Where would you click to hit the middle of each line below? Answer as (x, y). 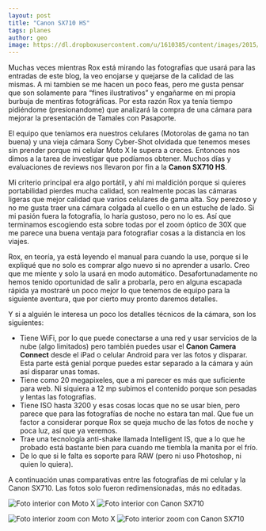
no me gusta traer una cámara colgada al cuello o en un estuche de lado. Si (131, 208)
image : (19, 45)
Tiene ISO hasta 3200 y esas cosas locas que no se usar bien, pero (129, 406)
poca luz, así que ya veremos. (68, 431)
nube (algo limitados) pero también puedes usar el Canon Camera (128, 346)
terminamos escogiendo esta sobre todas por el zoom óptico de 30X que (127, 225)
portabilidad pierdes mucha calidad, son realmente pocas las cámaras (123, 191)
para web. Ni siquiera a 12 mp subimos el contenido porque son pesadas (138, 388)
